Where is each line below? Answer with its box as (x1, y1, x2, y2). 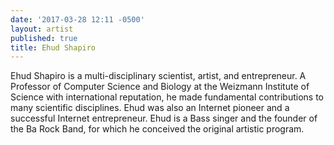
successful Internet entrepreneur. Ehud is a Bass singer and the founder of (10, 112, 318, 125)
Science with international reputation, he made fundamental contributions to (10, 91, 324, 103)
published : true (10, 33, 78, 43)
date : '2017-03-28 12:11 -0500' (10, 14, 145, 25)
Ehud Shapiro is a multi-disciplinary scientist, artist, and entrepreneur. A (10, 70, 307, 82)
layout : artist (10, 24, 74, 34)
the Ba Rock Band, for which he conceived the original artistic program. (10, 123, 305, 135)
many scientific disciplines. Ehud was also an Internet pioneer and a (10, 102, 290, 114)
